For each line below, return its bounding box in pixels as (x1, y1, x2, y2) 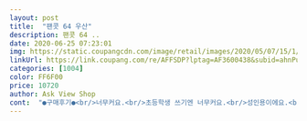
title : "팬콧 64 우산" (9, 22, 93, 31)
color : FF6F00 (9, 73, 64, 82)
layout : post (9, 13, 59, 23)
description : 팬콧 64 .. (9, 30, 101, 39)
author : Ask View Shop (9, 89, 96, 98)
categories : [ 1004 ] (9, 65, 84, 74)
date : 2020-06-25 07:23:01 (9, 38, 112, 48)
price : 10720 (9, 81, 59, 90)
